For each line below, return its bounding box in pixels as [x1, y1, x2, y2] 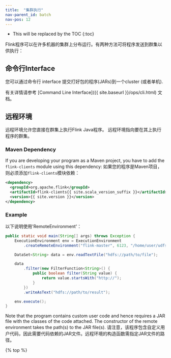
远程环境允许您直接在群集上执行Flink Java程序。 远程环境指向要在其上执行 [5, 127, 162, 132]
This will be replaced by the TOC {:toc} [12, 31, 94, 37]
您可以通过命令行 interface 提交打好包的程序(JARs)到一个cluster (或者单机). [5, 78, 163, 85]
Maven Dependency [5, 146, 56, 153]
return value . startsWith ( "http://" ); [41, 276, 122, 281]
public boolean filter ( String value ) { [32, 271, 117, 276]
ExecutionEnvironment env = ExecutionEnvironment [14, 238, 122, 243]
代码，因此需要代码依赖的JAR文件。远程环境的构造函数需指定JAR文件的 [9, 331, 160, 337]
